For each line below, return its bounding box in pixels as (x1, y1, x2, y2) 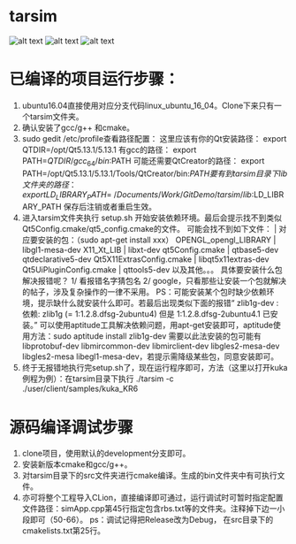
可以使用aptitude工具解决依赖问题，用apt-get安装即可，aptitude (39, 320, 274, 331)
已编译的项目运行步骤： (9, 69, 180, 89)
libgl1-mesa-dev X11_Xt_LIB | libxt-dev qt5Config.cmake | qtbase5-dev (21, 245, 279, 256)
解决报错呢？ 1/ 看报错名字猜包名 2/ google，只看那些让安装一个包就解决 (21, 276, 287, 287)
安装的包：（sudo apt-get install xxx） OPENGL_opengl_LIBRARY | (37, 234, 277, 245)
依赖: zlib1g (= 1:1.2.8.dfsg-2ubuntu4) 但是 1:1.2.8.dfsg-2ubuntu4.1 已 (21, 309, 271, 319)
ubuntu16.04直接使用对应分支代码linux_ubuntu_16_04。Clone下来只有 (21, 100, 275, 111)
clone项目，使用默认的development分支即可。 (21, 448, 191, 459)
